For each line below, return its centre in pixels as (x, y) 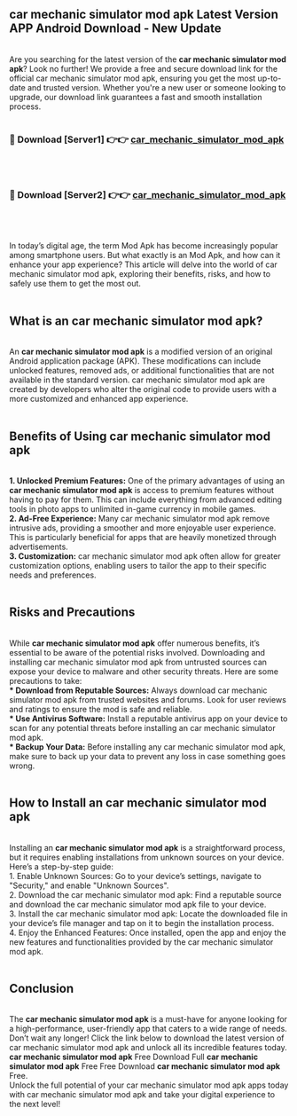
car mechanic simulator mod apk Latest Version (144, 15)
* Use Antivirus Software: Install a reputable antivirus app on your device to (148, 719)
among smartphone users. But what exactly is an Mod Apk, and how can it (145, 255)
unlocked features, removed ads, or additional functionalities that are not (142, 371)
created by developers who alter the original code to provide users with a (143, 389)
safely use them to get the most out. (75, 284)
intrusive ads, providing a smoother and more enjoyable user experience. (143, 528)
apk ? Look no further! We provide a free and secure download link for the (143, 68)
